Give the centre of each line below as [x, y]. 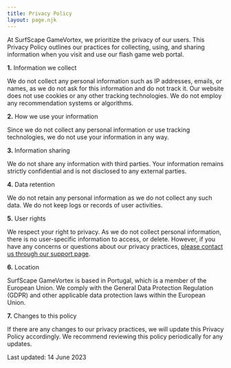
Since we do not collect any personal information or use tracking [99, 130]
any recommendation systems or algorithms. [70, 103]
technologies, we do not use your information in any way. [88, 137]
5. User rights [26, 218]
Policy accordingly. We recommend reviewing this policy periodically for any [115, 336]
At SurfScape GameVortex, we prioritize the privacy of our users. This [106, 39]
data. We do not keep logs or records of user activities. [85, 205]
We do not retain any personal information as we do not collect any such [110, 198]
